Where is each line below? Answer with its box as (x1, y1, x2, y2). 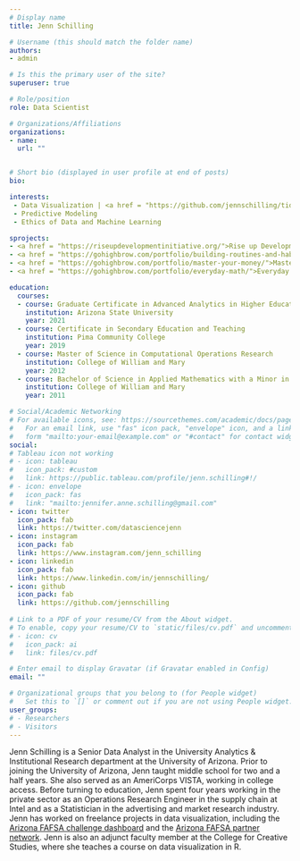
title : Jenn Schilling (9, 21, 94, 30)
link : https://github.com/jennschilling (17, 598, 170, 608)
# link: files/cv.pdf (9, 648, 98, 657)
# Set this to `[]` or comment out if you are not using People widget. (9, 697, 294, 706)
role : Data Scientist (9, 103, 90, 112)
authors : (9, 46, 42, 55)
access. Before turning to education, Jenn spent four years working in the (9, 784, 281, 796)
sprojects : (9, 233, 50, 242)
